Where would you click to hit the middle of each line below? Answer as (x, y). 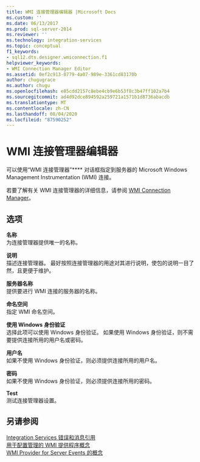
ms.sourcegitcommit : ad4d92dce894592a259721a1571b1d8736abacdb (88, 97)
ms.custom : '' (24, 18)
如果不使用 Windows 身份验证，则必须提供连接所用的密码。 (81, 381)
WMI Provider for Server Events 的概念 (55, 452)
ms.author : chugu (28, 86)
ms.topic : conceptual (34, 46)
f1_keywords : (23, 52)
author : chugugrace (31, 80)
